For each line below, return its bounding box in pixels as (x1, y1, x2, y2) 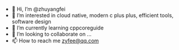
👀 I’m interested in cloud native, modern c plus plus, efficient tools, (11, 12, 174, 19)
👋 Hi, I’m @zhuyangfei (11, 6, 66, 12)
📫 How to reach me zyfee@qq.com (11, 37, 99, 44)
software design (11, 18, 51, 25)
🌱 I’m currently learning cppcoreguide (11, 24, 104, 31)
